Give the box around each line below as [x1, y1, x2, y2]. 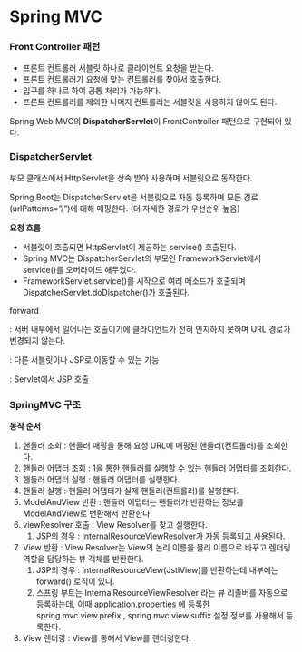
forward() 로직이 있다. [35, 576, 115, 587]
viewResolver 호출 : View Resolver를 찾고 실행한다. [22, 520, 208, 530]
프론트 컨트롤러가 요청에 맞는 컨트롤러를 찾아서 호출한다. [22, 74, 222, 85]
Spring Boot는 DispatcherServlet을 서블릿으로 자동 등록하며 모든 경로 [9, 191, 258, 202]
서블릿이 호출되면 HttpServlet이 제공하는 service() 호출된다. [22, 241, 238, 252]
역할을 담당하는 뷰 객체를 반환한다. [22, 553, 144, 564]
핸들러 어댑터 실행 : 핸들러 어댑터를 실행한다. [22, 474, 180, 485]
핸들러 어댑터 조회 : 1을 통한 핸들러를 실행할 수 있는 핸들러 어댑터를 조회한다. [22, 462, 292, 473]
